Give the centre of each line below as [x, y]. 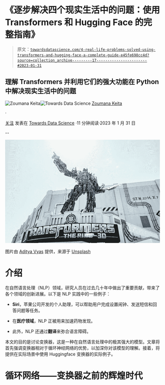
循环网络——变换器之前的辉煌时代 [74, 376]
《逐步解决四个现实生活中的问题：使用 [83, 10]
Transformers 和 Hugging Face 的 [74, 22]
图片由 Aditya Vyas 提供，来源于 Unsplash [48, 251]
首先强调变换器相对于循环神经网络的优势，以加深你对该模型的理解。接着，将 [82, 348]
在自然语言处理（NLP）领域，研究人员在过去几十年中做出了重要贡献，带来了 [82, 288]
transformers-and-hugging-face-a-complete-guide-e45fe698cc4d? [83, 55]
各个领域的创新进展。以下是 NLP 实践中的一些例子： [58, 294]
